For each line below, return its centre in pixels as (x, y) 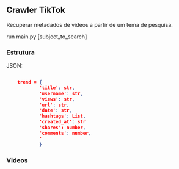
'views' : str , (57, 99)
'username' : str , (61, 93)
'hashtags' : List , (62, 116)
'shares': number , (62, 128)
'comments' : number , (65, 133)
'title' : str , (57, 88)
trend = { (30, 82)
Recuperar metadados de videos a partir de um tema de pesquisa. (89, 24)
